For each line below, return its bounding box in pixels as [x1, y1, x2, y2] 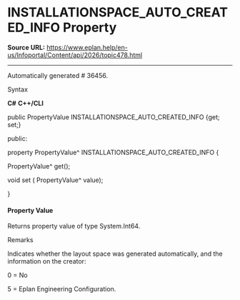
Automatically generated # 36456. [7, 71, 109, 79]
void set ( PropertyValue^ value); [7, 176, 104, 184]
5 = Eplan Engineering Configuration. [7, 285, 116, 294]
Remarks [7, 236, 34, 244]
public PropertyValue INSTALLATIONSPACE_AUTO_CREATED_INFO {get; [7, 112, 220, 121]
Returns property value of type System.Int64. [7, 222, 141, 231]
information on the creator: [7, 257, 86, 266]
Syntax [7, 85, 29, 94]
